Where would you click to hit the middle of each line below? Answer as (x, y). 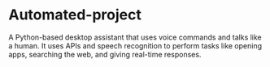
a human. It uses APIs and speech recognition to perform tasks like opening (135, 45)
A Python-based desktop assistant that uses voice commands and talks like (135, 37)
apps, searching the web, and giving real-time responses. (105, 54)
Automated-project (75, 15)
